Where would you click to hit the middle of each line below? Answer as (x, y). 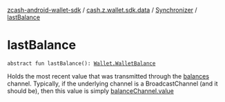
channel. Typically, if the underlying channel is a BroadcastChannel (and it (112, 83)
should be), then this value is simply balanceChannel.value (90, 91)
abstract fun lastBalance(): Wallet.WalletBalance (81, 63)
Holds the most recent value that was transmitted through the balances (108, 76)
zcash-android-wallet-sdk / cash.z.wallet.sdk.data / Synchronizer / (102, 10)
